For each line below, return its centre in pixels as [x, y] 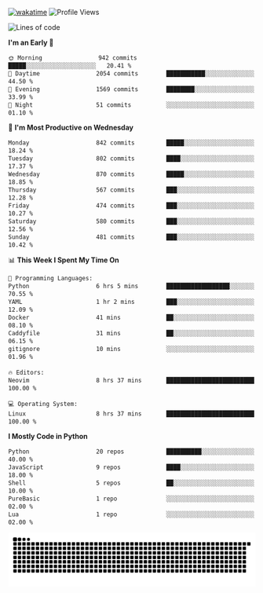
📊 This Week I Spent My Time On [64, 260]
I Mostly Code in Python [48, 436]
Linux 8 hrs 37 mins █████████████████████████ [131, 414]
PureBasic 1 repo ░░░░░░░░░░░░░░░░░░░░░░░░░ [131, 499]
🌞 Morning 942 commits [73, 58]
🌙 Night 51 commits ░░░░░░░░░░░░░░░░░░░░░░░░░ [131, 105]
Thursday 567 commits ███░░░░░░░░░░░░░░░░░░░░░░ [131, 190]
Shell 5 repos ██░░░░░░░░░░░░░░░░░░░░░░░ [131, 483]
